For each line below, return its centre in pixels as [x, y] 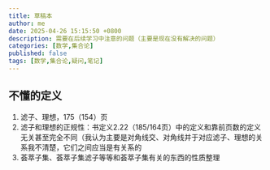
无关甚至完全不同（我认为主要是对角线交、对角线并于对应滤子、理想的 [138, 137]
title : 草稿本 [30, 16]
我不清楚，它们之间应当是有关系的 [85, 147]
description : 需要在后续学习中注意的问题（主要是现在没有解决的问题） [114, 38]
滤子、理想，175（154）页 [64, 117]
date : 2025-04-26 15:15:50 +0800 [65, 31]
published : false [38, 53]
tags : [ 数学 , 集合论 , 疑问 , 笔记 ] [56, 62]
